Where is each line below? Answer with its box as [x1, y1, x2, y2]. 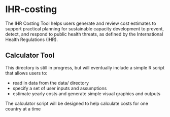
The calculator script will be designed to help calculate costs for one [5, 100, 149, 106]
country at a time [5, 105, 41, 112]
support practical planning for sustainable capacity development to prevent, [5, 25, 164, 31]
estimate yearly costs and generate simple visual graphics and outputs [12, 90, 161, 97]
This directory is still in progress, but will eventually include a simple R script [5, 64, 165, 70]
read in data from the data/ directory [12, 80, 89, 86]
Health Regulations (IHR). [5, 36, 58, 43]
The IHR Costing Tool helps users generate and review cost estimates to [5, 20, 156, 26]
